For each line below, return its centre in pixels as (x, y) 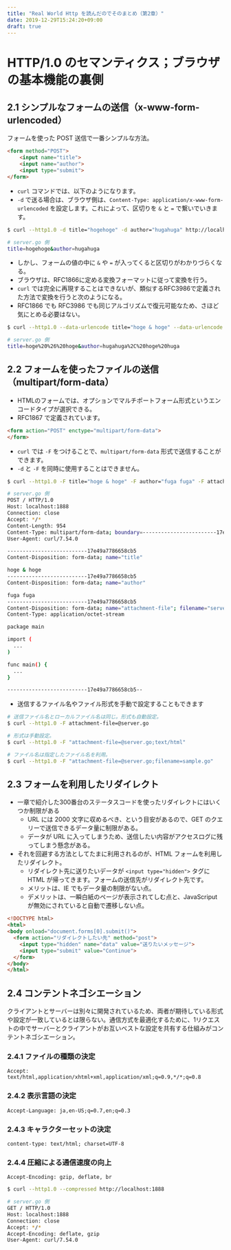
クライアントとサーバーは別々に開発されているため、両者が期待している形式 (115, 1011)
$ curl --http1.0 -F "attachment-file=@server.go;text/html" (97, 742)
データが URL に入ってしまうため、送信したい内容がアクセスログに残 (125, 837)
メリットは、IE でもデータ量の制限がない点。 (91, 888)
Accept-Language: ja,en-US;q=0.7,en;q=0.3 (69, 1111)
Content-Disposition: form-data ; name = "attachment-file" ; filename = (107, 608)
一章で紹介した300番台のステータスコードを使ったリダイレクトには (113, 802)
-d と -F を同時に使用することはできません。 (80, 468)
